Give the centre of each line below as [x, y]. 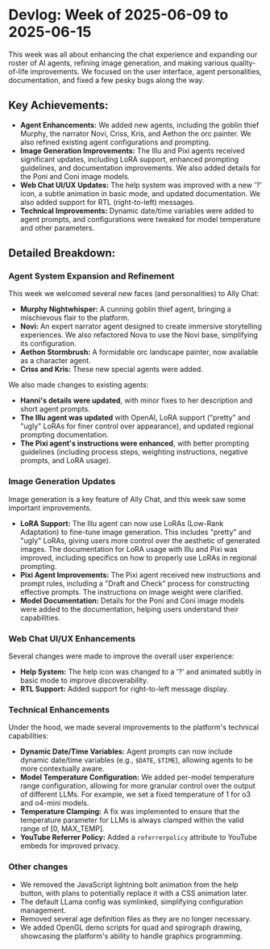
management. [43, 910]
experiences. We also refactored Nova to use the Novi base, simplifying [139, 335]
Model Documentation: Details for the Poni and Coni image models [132, 600]
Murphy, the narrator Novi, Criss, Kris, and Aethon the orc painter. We [135, 133]
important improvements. [50, 508]
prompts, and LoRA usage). [65, 461]
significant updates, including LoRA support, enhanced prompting [129, 159]
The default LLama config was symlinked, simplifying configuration [131, 901]
